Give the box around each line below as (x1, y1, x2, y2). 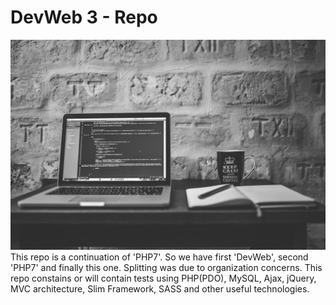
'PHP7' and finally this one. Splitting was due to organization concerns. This (10, 261, 323, 273)
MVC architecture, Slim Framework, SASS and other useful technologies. (10, 282, 310, 295)
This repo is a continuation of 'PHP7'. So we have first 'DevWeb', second (10, 251, 309, 263)
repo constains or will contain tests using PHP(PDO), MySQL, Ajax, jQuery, (10, 272, 317, 284)
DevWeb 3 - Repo (10, 6, 158, 29)
